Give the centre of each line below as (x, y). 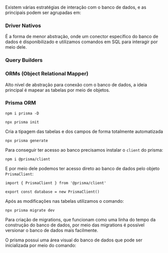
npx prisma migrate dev (30, 210)
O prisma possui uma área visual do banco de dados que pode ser (74, 240)
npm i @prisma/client (28, 159)
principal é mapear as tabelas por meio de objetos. (58, 90)
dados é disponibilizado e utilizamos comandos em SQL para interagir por (81, 42)
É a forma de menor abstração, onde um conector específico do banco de (82, 37)
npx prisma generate (27, 141)
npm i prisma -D (22, 113)
